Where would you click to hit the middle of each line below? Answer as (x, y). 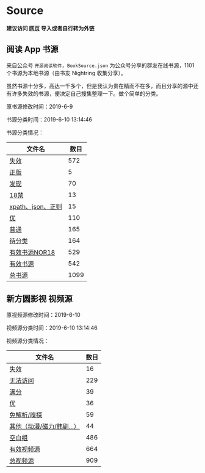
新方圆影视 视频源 (39, 299)
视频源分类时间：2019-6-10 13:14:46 (52, 328)
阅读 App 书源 (33, 49)
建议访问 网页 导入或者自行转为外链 (50, 28)
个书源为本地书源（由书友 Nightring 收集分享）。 (66, 73)
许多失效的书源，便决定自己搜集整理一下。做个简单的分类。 (86, 93)
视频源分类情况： (28, 341)
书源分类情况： (25, 132)
